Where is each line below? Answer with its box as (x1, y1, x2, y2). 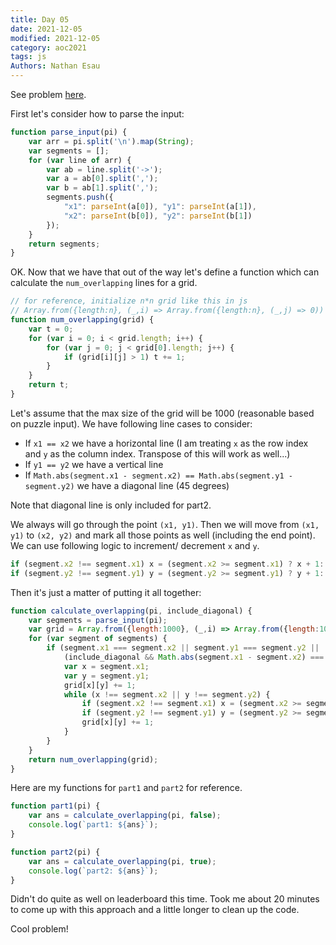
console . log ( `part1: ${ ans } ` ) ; (28, 820, 159, 830)
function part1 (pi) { (10, 801, 101, 811)
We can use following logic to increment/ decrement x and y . (10, 539, 260, 551)
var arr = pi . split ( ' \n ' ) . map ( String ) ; (28, 136, 195, 146)
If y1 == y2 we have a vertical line (24, 458, 164, 470)
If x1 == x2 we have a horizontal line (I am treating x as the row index (24, 437, 309, 449)
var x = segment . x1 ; (63, 661, 150, 671)
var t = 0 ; (28, 324, 74, 334)
